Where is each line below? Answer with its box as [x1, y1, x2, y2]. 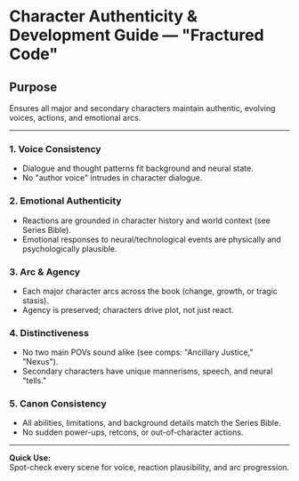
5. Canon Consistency [9, 397, 107, 410]
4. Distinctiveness [9, 326, 89, 339]
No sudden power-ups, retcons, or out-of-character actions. [21, 427, 244, 437]
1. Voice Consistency [9, 142, 101, 155]
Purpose [9, 79, 58, 94]
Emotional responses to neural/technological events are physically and [21, 234, 282, 245]
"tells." [21, 375, 47, 386]
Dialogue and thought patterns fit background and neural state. [21, 163, 254, 174]
